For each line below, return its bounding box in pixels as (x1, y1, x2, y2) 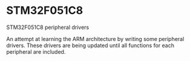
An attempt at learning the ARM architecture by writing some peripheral (6, 35, 185, 42)
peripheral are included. (6, 48, 66, 55)
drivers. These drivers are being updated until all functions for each (6, 42, 174, 49)
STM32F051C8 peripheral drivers (6, 24, 90, 31)
